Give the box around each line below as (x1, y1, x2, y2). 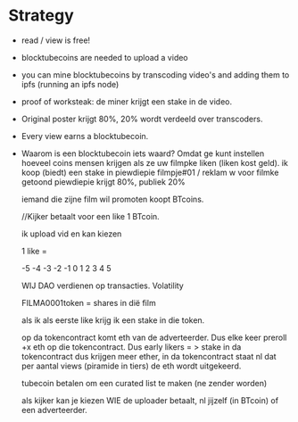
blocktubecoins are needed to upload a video (21, 52, 188, 62)
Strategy (8, 5, 75, 26)
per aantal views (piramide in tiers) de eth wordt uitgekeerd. (21, 360, 242, 371)
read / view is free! (21, 35, 91, 46)
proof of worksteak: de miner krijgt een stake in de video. (21, 95, 233, 107)
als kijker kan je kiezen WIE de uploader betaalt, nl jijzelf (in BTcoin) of (21, 394, 278, 406)
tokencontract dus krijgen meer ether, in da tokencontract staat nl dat (21, 351, 277, 361)
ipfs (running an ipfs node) (21, 79, 120, 89)
